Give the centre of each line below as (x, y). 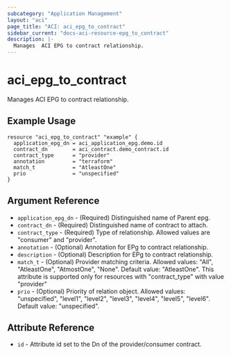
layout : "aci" (28, 20)
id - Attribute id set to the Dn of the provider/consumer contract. (110, 345)
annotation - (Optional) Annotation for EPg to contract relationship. (113, 247)
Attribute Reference (51, 328)
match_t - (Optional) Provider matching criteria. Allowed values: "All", (115, 261)
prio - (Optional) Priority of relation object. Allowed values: (101, 291)
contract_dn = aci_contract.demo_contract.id (91, 149)
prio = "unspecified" (66, 173)
